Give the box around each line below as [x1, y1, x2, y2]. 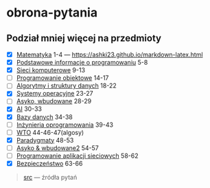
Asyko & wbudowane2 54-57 [16, 143, 99, 152]
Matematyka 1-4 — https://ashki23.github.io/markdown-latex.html [16, 50, 203, 59]
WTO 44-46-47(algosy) [16, 128, 84, 136]
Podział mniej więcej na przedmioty [6, 32, 162, 44]
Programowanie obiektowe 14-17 [16, 74, 109, 82]
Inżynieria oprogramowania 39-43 [16, 121, 114, 129]
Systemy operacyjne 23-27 [16, 90, 93, 98]
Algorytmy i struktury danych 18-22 [16, 81, 117, 90]
